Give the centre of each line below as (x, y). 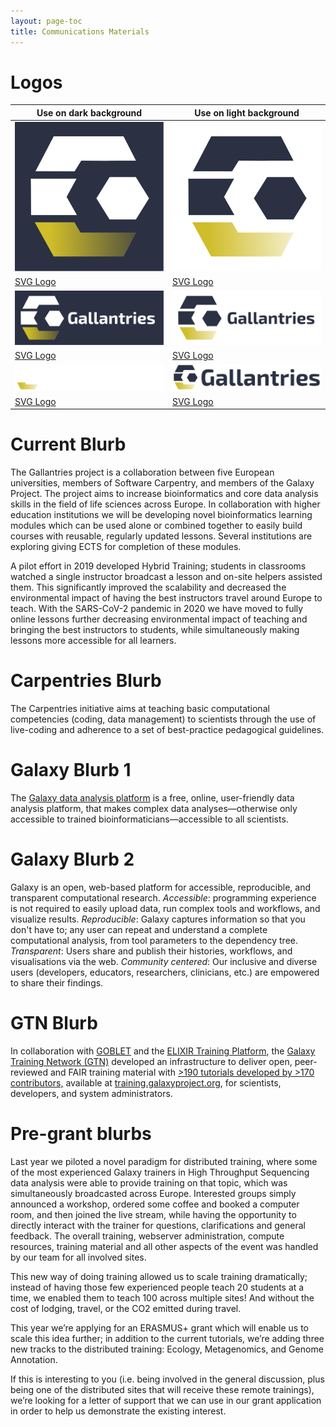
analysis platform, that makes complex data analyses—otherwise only (154, 808)
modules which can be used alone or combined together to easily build (156, 526)
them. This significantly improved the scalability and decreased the (148, 587)
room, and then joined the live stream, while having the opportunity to (153, 1214)
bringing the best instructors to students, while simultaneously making (155, 630)
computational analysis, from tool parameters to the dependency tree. (154, 940)
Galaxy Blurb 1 (71, 770)
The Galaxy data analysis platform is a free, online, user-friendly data (152, 797)
